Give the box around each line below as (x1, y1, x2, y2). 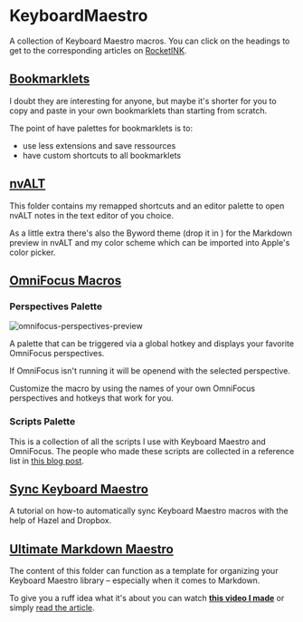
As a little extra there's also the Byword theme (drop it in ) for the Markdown (9, 228, 292, 238)
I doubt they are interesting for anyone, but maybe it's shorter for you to (9, 95, 278, 106)
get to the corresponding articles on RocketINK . (9, 44, 187, 55)
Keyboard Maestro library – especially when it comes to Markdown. (9, 575, 260, 586)
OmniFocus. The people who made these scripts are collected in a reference (9, 445, 295, 456)
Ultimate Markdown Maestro (9, 541, 174, 557)
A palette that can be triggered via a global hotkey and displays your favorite (9, 338, 295, 349)
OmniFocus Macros (9, 273, 122, 288)
